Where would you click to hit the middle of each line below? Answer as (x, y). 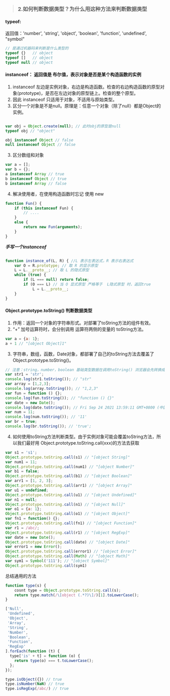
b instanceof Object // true (36, 179)
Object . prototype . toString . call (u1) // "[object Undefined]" (71, 495)
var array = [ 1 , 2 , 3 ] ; (28, 384)
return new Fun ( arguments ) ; (53, 227)
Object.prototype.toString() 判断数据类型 (49, 311)
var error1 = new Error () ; (34, 547)
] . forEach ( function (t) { (32, 651)
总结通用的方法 (21, 576)
